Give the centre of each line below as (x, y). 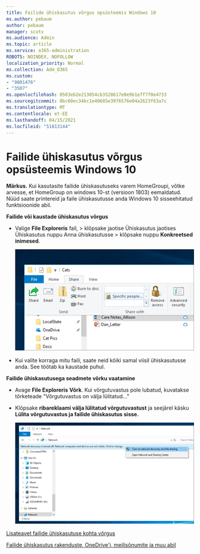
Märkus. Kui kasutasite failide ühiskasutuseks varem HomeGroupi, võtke (96, 186)
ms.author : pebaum (29, 19)
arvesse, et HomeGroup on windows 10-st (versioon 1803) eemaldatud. (94, 192)
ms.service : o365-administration (48, 51)
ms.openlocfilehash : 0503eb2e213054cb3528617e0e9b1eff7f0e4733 (87, 95)
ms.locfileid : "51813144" (38, 126)
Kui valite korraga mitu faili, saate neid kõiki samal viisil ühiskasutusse (100, 361)
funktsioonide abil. (29, 205)
